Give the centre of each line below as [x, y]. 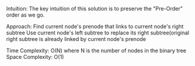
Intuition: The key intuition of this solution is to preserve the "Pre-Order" [95, 9]
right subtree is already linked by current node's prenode [76, 39]
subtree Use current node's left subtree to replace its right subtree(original [98, 33]
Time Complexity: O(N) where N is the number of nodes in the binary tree [96, 51]
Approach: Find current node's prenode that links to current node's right [95, 26]
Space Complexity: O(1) [35, 57]
